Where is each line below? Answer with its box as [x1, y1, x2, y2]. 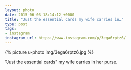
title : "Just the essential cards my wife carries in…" [5, 17, 124, 22]
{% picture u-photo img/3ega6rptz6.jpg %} [5, 49, 94, 55]
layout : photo [5, 7, 35, 13]
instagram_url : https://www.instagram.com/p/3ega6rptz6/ [5, 36, 126, 41]
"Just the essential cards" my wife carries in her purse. [5, 59, 118, 65]
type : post [5, 21, 28, 27]
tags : [5, 26, 16, 31]
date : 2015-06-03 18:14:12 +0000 [5, 12, 75, 17]
